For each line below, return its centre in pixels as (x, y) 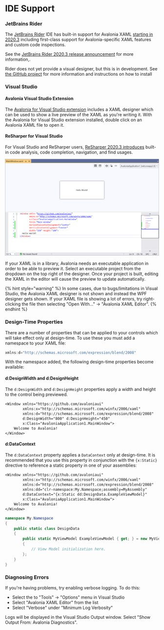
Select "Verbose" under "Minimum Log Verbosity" (62, 608)
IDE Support (30, 9)
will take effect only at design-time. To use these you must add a (70, 338)
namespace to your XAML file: (35, 343)
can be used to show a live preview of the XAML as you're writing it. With (79, 114)
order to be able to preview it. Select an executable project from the (73, 269)
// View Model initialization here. (68, 549)
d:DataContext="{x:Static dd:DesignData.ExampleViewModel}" (85, 494)
